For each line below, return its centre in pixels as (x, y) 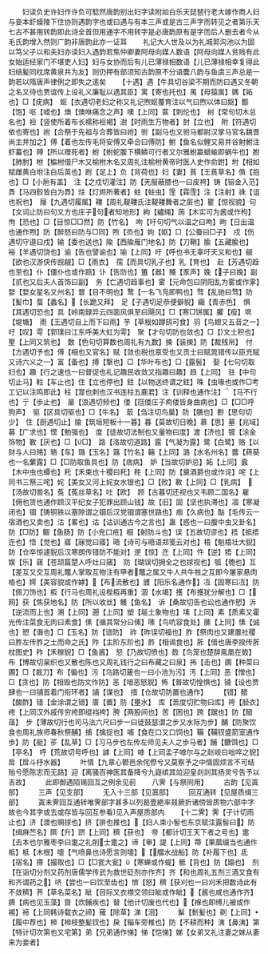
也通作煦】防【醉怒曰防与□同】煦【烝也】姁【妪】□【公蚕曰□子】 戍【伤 (132, 232)
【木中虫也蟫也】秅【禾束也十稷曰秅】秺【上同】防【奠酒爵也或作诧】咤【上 (134, 472)
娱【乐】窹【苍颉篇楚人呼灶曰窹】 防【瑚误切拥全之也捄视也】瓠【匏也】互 (132, 562)
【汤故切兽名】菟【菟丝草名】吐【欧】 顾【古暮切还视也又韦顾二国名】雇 (129, 492)
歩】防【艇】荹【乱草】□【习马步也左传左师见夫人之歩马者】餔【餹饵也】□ (134, 742)
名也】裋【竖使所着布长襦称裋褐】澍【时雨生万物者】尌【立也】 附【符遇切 (132, 122)
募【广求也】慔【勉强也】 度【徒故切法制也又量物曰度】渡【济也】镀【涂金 (132, 432)
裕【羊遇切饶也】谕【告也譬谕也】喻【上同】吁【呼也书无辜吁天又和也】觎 (130, 252)
